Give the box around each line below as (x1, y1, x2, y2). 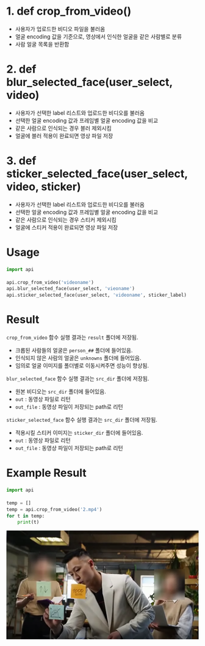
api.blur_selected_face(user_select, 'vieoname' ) (6, 286, 135, 292)
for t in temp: (6, 513, 45, 519)
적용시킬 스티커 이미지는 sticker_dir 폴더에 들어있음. (15, 429, 143, 437)
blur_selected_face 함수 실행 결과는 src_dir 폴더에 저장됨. (6, 375, 149, 382)
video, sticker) (6, 180, 81, 194)
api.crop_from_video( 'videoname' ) (6, 279, 95, 285)
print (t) (17, 519, 40, 526)
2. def (6, 62, 37, 76)
